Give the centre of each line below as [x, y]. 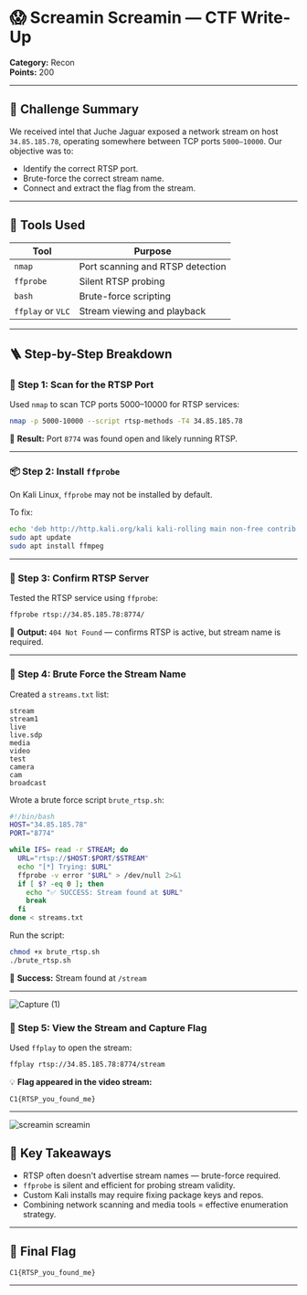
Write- [265, 18]
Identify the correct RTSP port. [80, 168]
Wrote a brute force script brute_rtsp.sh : [87, 800]
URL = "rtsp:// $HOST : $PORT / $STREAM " [83, 858]
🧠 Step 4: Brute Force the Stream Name [98, 674]
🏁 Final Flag [43, 1252]
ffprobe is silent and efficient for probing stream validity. [129, 1184]
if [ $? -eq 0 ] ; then [61, 884]
